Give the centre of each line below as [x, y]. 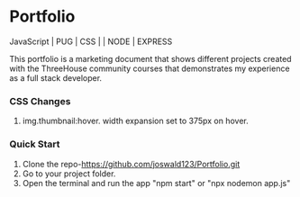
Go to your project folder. [69, 174]
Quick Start [35, 144]
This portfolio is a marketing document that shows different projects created [150, 58]
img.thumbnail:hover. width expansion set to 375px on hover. [136, 121]
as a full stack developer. [55, 77]
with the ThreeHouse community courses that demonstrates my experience [150, 68]
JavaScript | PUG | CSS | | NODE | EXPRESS [91, 41]
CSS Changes [40, 101]
